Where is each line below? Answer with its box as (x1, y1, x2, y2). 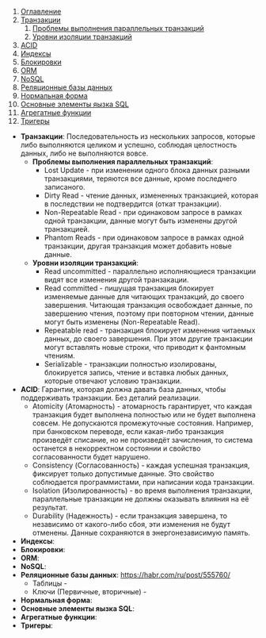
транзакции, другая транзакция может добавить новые (44, 241, 233, 251)
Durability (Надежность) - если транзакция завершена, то (32, 511, 228, 521)
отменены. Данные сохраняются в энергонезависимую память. (32, 528, 251, 537)
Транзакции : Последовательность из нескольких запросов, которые (20, 132, 256, 141)
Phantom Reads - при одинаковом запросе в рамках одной (44, 233, 245, 242)
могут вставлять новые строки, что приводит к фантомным (44, 343, 246, 352)
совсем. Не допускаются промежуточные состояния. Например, (32, 418, 254, 428)
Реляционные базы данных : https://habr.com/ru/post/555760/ (20, 571, 230, 579)
